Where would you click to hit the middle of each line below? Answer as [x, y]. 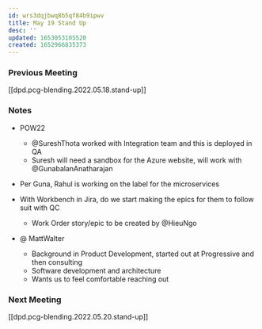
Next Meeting [35, 300]
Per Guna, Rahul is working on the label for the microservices [120, 184]
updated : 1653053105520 [47, 38]
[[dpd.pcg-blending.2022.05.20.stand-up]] [78, 317]
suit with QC [40, 208]
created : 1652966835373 [47, 45]
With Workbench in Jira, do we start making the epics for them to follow [137, 199]
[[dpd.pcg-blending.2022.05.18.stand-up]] [77, 90]
